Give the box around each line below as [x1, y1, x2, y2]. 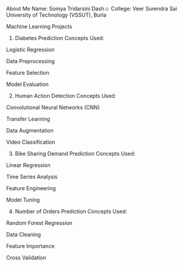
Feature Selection [6, 69, 49, 76]
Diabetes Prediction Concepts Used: [14, 35, 104, 41]
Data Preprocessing [6, 58, 55, 64]
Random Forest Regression [6, 219, 73, 226]
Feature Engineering [6, 185, 56, 191]
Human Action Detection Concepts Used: [14, 92, 116, 99]
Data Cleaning [6, 231, 41, 238]
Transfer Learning [6, 116, 51, 122]
